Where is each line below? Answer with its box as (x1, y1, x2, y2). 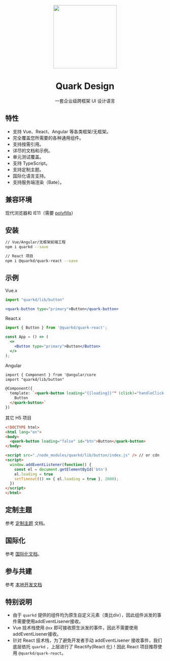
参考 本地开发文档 (5, 581, 42, 588)
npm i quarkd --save (5, 245, 49, 250)
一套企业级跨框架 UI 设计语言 (55, 98, 115, 104)
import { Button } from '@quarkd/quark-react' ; (5, 325, 108, 330)
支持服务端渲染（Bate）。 (12, 179, 65, 185)
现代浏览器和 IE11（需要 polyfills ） (5, 210, 76, 216)
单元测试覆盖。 (12, 153, 44, 160)
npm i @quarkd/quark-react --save (5, 258, 78, 263)
